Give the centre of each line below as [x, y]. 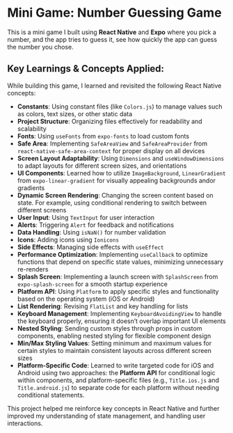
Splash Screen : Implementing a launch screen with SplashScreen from [118, 276]
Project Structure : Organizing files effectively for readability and [110, 121]
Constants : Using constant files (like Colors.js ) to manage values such [120, 107]
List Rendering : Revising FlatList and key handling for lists [103, 306]
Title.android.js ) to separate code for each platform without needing [118, 387]
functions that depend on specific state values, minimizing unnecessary [120, 262]
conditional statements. [51, 395]
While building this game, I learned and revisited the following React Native [114, 86]
